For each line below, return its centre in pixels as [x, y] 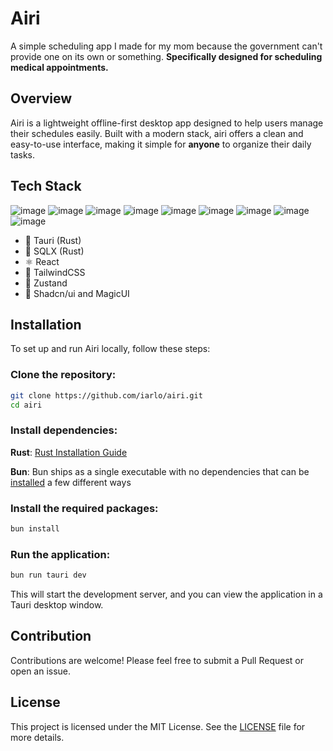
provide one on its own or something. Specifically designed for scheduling [166, 56]
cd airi [26, 405]
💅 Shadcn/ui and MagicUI [77, 293]
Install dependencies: [64, 430]
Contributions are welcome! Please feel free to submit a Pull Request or [157, 660]
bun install [35, 529]
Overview [41, 98]
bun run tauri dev [48, 575]
